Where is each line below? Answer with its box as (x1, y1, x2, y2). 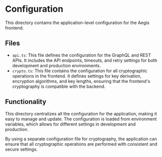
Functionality (5, 98, 47, 106)
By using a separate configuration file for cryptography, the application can (5, 136, 157, 142)
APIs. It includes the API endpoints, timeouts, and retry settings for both (12, 57, 158, 63)
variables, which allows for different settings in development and (5, 121, 136, 127)
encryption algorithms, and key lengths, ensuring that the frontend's (12, 78, 151, 84)
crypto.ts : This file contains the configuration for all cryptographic (12, 68, 147, 74)
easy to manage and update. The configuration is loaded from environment (5, 116, 157, 122)
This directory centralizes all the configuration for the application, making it (5, 110, 157, 116)
